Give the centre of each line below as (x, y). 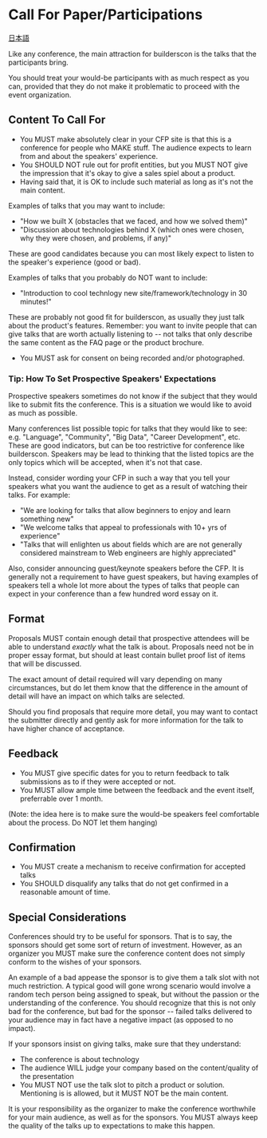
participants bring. (39, 62)
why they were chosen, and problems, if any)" (95, 238)
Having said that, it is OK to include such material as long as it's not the (136, 181)
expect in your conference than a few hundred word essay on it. (114, 594)
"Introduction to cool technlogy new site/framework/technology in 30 (133, 292)
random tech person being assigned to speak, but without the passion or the (134, 995)
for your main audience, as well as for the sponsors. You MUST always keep (133, 1117)
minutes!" (35, 301)
